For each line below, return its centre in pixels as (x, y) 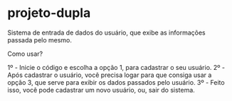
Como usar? (25, 54)
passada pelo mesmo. (40, 40)
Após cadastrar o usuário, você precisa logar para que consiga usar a (110, 75)
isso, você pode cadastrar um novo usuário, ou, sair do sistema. (101, 90)
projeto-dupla (49, 13)
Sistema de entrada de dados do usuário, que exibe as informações (106, 32)
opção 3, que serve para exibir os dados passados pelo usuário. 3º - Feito (116, 82)
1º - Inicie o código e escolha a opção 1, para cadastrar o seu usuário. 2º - (116, 67)
